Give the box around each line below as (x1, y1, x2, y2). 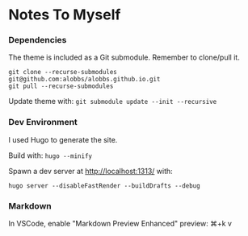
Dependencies (8, 35, 67, 46)
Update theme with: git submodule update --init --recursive (8, 97, 217, 106)
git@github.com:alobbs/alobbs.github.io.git (8, 75, 161, 84)
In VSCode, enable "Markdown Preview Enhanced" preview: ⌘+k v (8, 219, 233, 229)
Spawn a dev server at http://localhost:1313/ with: (8, 166, 174, 176)
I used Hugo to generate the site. (8, 135, 118, 144)
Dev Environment (8, 117, 78, 128)
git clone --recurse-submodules (8, 68, 117, 77)
